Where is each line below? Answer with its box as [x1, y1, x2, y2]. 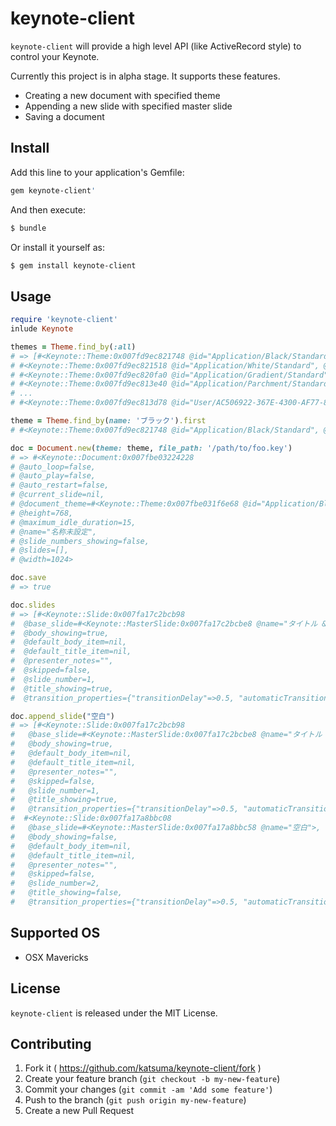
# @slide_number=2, [10, 878, 101, 889]
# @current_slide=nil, [10, 490, 105, 500]
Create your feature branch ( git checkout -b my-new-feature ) [24, 1073, 281, 1085]
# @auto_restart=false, [10, 480, 110, 491]
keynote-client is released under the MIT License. [10, 1007, 218, 1019]
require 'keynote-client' [10, 315, 118, 325]
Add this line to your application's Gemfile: [10, 166, 185, 178]
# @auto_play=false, [10, 471, 97, 481]
